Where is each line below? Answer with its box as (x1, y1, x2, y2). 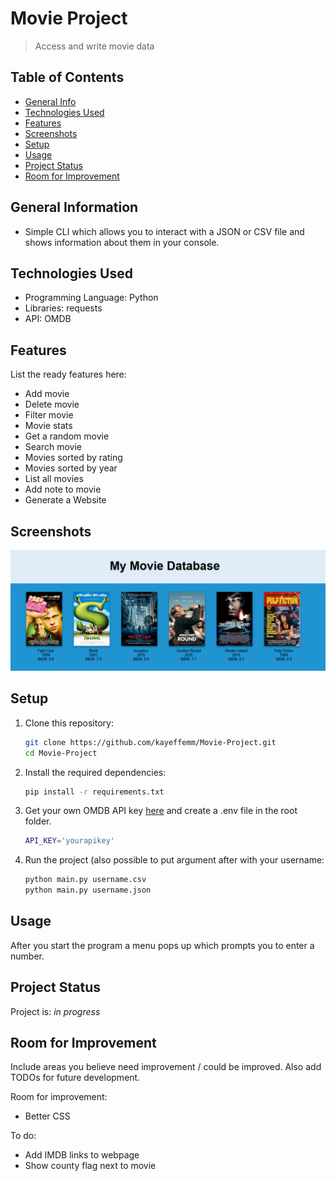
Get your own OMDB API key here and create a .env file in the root (24, 805, 298, 817)
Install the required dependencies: (24, 766, 167, 778)
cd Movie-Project (24, 748, 98, 758)
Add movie (24, 388, 70, 400)
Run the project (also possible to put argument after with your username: (24, 854, 325, 866)
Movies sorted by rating (24, 452, 123, 464)
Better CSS (24, 1110, 71, 1122)
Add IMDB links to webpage (24, 1149, 140, 1161)
